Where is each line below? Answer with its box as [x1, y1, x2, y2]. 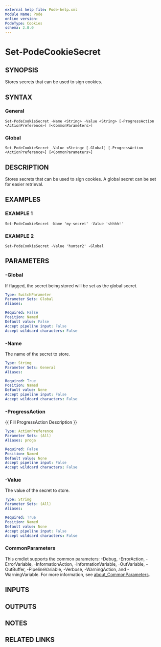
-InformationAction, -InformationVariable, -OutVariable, [34, 561, 145, 567]
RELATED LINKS [5, 636, 55, 644]
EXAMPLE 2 [5, 232, 34, 239]
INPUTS [5, 586, 29, 594]
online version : [5, 16, 38, 21]
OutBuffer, [5, 566, 26, 572]
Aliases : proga [5, 438, 36, 443]
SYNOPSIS [5, 66, 39, 74]
